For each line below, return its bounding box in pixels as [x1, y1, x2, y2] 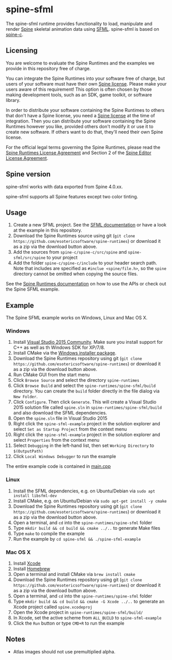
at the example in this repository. [13, 227, 82, 234]
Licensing [6, 46, 38, 55]
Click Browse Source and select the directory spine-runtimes [13, 377, 140, 383]
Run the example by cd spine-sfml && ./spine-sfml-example [13, 535, 141, 542]
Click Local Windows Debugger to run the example [13, 453, 116, 460]
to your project [46, 255, 78, 261]
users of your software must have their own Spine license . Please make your [6, 80, 167, 87]
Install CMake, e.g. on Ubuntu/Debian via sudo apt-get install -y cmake [13, 498, 167, 504]
